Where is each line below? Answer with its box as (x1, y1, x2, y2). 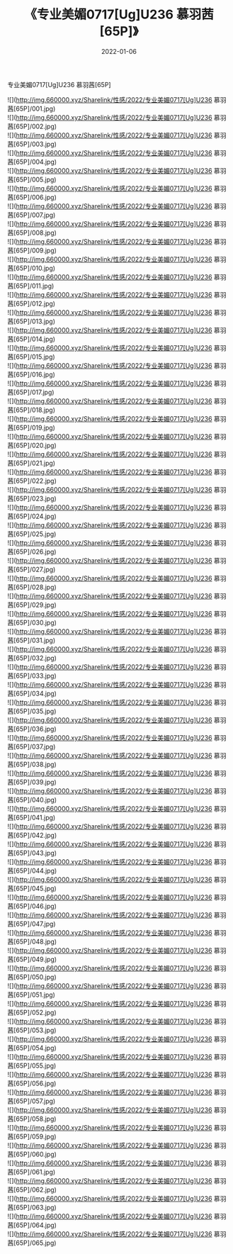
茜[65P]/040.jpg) (7, 795, 57, 804)
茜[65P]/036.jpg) (7, 724, 57, 733)
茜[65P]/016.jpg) (7, 370, 55, 379)
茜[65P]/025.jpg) (7, 530, 57, 538)
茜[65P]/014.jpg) (7, 335, 55, 343)
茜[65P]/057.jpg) (7, 1097, 56, 1105)
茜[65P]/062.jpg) (7, 1185, 57, 1194)
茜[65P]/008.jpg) (7, 228, 57, 237)
